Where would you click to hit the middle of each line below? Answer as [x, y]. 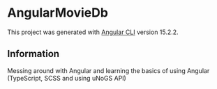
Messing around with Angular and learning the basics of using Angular [108, 70]
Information [33, 54]
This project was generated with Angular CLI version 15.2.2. [93, 32]
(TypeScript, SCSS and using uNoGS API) [67, 78]
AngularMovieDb [58, 13]
